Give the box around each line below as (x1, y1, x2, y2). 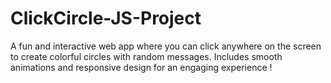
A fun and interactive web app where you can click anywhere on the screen (10, 40, 322, 52)
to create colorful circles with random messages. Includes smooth (10, 50, 283, 62)
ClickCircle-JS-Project (10, 7, 202, 30)
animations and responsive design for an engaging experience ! (10, 61, 273, 73)
